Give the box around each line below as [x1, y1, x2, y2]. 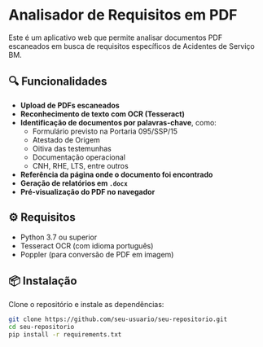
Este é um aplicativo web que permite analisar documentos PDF [8, 33, 222, 42]
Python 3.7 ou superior [20, 232, 98, 242]
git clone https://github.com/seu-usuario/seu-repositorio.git [8, 315, 228, 323]
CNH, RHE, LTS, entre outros [32, 160, 129, 170]
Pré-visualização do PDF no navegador [20, 187, 156, 196]
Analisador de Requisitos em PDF [8, 6, 238, 24]
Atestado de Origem [32, 134, 100, 144]
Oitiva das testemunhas [32, 143, 112, 153]
